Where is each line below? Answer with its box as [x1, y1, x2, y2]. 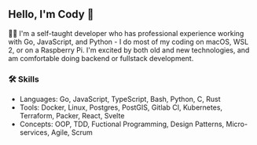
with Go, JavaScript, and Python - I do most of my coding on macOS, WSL [8, 37, 249, 46]
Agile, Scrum [50, 128, 93, 137]
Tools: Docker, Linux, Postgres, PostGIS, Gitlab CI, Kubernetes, [19, 103, 222, 112]
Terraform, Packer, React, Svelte [19, 111, 125, 121]
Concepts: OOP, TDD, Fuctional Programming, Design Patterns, [19, 119, 225, 129]
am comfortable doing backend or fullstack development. [8, 53, 194, 63]
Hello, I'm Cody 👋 [8, 8, 94, 21]
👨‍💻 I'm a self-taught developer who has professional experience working [8, 28, 244, 38]
